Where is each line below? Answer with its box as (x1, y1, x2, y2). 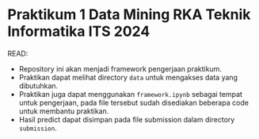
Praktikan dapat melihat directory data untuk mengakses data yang (18, 72, 238, 82)
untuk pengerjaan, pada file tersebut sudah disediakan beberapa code (18, 98, 249, 107)
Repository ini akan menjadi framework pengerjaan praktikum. (18, 64, 223, 73)
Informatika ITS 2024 (7, 22, 150, 41)
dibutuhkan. (18, 81, 59, 91)
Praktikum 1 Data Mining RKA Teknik (7, 6, 251, 24)
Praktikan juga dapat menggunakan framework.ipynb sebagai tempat (18, 89, 243, 98)
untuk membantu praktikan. (18, 106, 109, 116)
